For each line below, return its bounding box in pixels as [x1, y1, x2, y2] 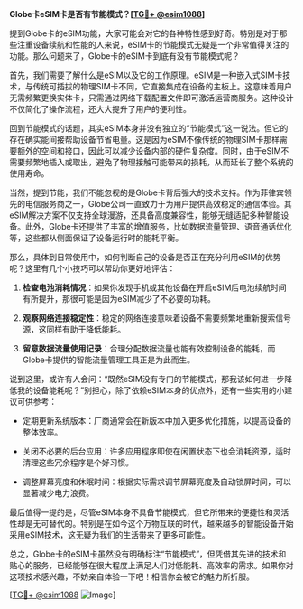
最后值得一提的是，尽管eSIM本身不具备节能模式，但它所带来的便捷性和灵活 [9, 507, 289, 518]
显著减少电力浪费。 [22, 488, 95, 498]
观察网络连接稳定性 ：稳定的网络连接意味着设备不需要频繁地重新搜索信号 [22, 313, 291, 323]
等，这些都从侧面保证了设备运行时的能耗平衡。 [9, 232, 183, 243]
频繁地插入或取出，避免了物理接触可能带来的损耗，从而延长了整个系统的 [24, 157, 294, 167]
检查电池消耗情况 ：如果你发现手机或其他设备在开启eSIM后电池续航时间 [22, 282, 287, 293]
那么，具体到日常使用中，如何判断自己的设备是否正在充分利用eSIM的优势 [9, 252, 281, 262]
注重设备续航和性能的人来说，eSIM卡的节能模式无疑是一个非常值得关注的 [16, 40, 289, 50]
